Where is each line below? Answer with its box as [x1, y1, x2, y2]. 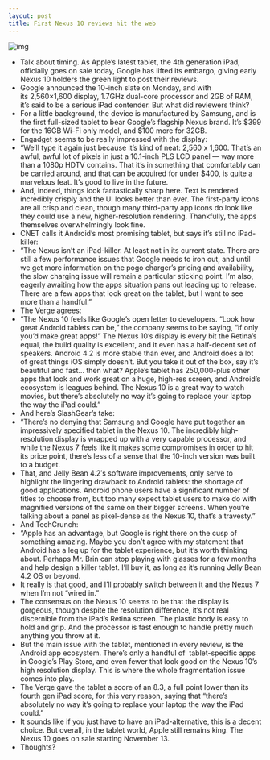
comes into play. [19, 674, 75, 683]
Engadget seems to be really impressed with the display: [19, 134, 207, 143]
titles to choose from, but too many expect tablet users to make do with [19, 493, 257, 504]
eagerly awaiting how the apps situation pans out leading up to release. [19, 280, 257, 289]
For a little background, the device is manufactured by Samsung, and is [19, 108, 256, 118]
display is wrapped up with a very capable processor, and [55, 434, 247, 443]
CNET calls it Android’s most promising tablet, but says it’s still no [19, 228, 236, 238]
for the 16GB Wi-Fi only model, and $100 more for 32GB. [19, 126, 207, 135]
